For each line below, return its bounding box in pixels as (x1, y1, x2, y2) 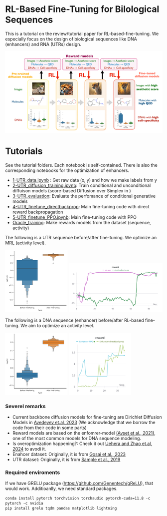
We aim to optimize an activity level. (20, 322, 95, 328)
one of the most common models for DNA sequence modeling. (12, 436, 141, 442)
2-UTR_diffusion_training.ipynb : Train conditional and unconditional (12, 182, 151, 188)
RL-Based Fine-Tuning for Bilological (5, 3, 160, 15)
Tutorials (5, 145, 43, 157)
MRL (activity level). (5, 240, 46, 246)
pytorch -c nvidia (5, 501, 43, 506)
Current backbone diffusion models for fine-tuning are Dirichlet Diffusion (12, 414, 162, 420)
